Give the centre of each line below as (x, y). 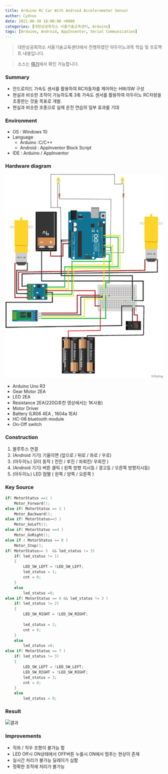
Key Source (19, 487)
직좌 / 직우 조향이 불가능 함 (38, 747)
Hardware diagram (28, 166)
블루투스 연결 (25, 449)
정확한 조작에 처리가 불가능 (38, 766)
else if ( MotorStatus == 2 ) (35, 508)
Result (13, 711)
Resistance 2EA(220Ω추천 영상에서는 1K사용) (58, 403)
